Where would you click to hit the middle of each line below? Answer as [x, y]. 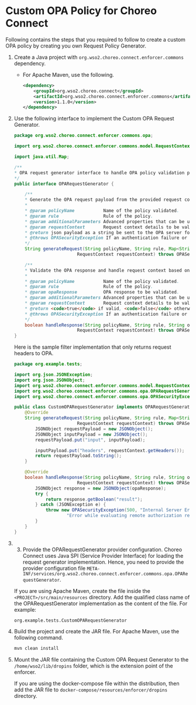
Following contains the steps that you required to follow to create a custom [95, 39]
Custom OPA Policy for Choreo [81, 11]
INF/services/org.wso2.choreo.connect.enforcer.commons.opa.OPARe [105, 574]
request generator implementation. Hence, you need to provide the [103, 562]
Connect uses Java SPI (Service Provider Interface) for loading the [103, 555]
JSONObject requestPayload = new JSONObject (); [94, 429]
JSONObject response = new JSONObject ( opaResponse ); [101, 488]
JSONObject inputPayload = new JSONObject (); [92, 434]
